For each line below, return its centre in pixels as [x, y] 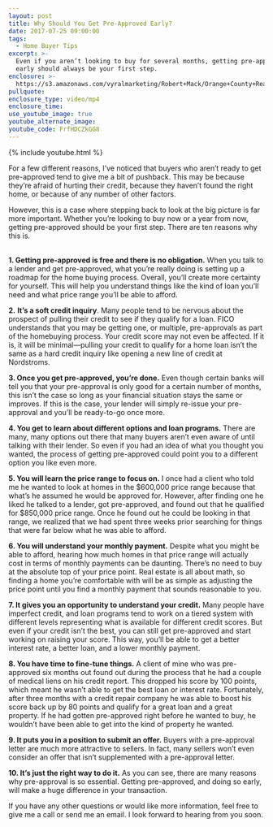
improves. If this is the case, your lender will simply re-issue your [117, 404]
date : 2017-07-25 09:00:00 [54, 31]
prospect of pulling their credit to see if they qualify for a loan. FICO [121, 318]
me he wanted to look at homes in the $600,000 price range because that [132, 487]
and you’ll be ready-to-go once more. [102, 412]
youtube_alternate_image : [52, 122]
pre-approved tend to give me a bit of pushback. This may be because [127, 176]
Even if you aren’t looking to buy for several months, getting [127, 62]
